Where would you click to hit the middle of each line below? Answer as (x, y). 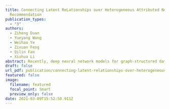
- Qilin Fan (23, 52)
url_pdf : (14, 71)
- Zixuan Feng (25, 47)
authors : (14, 29)
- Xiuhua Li (23, 57)
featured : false (22, 75)
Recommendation (26, 15)
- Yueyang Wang (26, 38)
